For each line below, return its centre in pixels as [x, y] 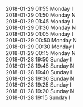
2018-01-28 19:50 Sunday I [39, 59]
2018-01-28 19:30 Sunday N [40, 78]
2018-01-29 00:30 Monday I [40, 47]
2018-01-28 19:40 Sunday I [39, 72]
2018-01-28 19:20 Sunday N [40, 91]
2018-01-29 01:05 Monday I [39, 34]
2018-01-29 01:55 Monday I [39, 9]
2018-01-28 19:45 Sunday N [40, 66]
